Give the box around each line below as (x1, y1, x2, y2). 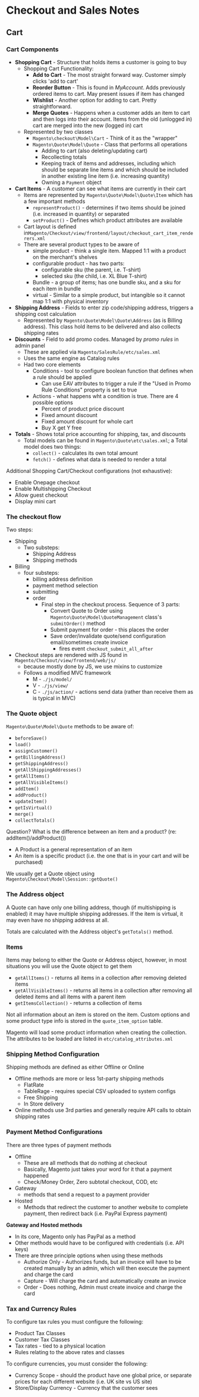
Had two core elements (23, 361, 81, 368)
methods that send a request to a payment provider (23, 1191, 150, 1198)
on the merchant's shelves (32, 253, 98, 261)
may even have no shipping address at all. (6, 916, 109, 923)
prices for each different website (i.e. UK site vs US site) (14, 1378, 153, 1385)
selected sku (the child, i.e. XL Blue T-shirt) (41, 272, 147, 280)
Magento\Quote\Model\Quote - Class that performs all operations (32, 140, 188, 148)
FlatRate (23, 1081, 45, 1089)
